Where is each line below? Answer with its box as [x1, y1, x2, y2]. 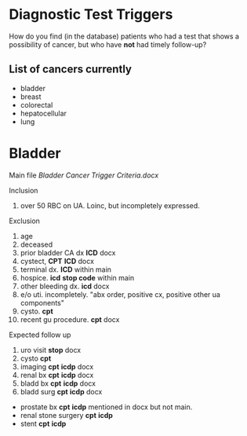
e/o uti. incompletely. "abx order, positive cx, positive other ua [20, 289, 220, 299]
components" [20, 298, 65, 307]
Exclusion [9, 216, 40, 225]
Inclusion [9, 185, 38, 195]
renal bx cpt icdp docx [20, 370, 94, 379]
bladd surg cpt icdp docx [20, 387, 103, 396]
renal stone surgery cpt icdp [20, 410, 113, 420]
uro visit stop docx [20, 345, 82, 354]
